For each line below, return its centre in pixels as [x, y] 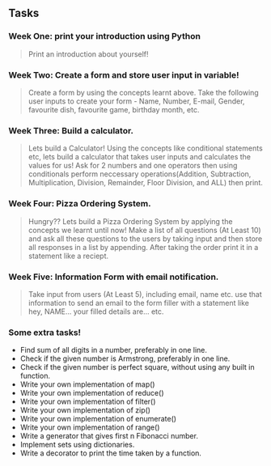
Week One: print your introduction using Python [104, 36]
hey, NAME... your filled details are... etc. [96, 311]
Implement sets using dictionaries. [77, 445]
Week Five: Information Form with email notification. [114, 277]
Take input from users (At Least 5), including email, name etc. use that [145, 294]
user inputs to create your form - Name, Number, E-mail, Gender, [136, 101]
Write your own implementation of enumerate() [98, 419]
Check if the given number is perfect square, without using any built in [137, 367]
